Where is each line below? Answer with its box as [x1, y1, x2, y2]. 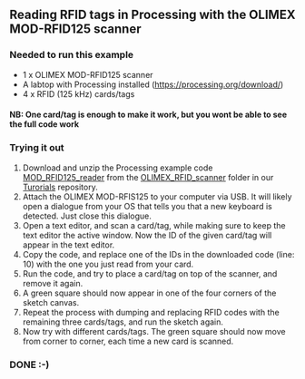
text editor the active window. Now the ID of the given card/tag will [22, 229, 272, 240]
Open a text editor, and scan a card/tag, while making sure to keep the [22, 219, 286, 230]
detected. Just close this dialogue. [22, 210, 152, 221]
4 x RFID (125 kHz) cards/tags [22, 88, 135, 99]
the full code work [9, 119, 80, 130]
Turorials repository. [22, 181, 98, 192]
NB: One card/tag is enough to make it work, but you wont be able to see [9, 109, 288, 121]
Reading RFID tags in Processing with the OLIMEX [9, 7, 296, 23]
